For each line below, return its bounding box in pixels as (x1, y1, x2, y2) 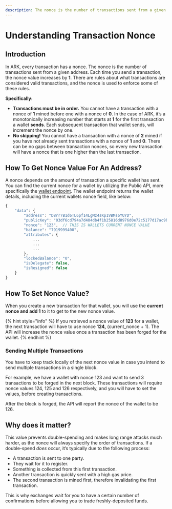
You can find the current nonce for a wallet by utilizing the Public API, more (5, 182, 164, 189)
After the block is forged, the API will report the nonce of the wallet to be (5, 400, 159, 406)
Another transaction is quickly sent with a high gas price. (12, 472, 133, 478)
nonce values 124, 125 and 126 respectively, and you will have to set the (5, 385, 157, 391)
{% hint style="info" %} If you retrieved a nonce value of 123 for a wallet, (5, 318, 160, 324)
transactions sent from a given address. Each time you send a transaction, (5, 69, 162, 75)
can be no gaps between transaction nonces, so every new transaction (12, 143, 163, 149)
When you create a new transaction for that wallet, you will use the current (5, 303, 163, 309)
